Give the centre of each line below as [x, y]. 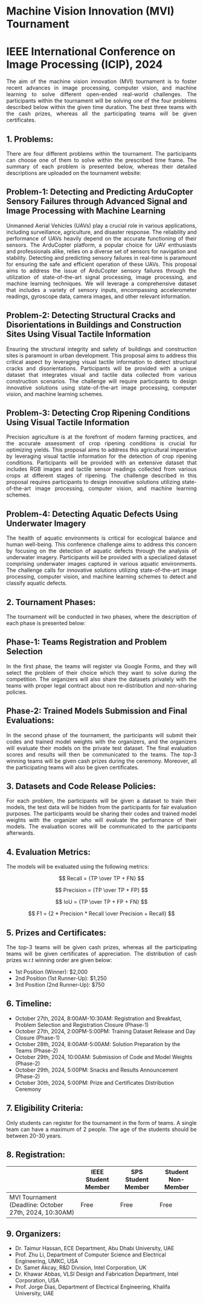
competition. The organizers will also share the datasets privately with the [101, 679]
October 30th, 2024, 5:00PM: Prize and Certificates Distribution [94, 1083]
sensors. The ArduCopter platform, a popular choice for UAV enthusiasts [101, 245]
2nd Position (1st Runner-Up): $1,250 [61, 978]
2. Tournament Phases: [51, 602]
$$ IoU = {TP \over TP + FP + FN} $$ [101, 902]
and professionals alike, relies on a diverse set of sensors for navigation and [101, 251]
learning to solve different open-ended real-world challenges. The [101, 94]
